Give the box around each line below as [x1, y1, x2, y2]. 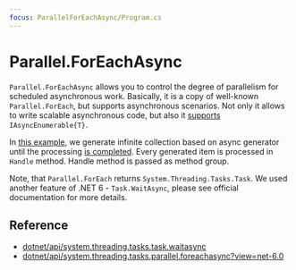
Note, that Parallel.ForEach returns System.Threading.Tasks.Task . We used [9, 173, 288, 183]
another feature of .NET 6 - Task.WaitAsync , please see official [9, 182, 239, 193]
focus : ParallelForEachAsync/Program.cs [9, 13, 163, 22]
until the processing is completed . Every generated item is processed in [9, 146, 274, 156]
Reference [9, 217, 69, 232]
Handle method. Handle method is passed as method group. [9, 156, 230, 166]
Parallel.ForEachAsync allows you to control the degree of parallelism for [9, 81, 279, 92]
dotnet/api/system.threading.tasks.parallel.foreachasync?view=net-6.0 [21, 251, 284, 262]
